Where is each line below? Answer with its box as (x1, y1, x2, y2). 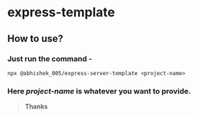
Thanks (24, 102, 48, 111)
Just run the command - (7, 54, 92, 64)
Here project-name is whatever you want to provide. (7, 86, 192, 96)
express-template (7, 4, 116, 21)
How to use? (7, 33, 64, 45)
